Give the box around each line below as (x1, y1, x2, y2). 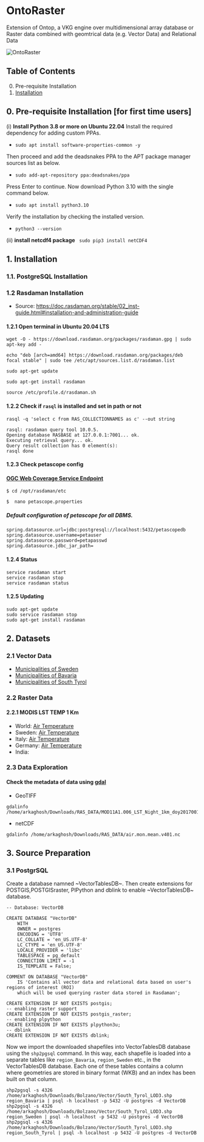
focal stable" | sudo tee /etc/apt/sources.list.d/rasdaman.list (6, 357, 175, 364)
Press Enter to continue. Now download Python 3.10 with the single (6, 183, 174, 190)
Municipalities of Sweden (15, 665, 79, 673)
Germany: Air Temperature (15, 741, 82, 749)
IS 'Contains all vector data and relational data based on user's (17, 979, 191, 986)
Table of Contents (6, 66, 76, 77)
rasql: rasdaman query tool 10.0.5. (6, 427, 99, 433)
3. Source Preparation (6, 848, 91, 858)
